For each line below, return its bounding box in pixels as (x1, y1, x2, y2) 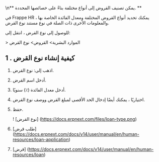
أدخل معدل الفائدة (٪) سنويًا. (12, 87, 66, 93)
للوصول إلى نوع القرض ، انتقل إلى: (5, 30, 70, 35)
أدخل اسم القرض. (12, 77, 46, 83)
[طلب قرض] (12, 126, 37, 132)
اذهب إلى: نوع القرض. (12, 67, 54, 73)
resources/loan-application (12, 136, 69, 142)
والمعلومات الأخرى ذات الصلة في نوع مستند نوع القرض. (5, 20, 110, 26)
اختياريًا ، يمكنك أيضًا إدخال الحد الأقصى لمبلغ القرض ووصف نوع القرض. (12, 96, 145, 103)
